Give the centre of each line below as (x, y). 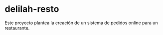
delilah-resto (32, 9)
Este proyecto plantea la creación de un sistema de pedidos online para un (81, 23)
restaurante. (17, 28)
